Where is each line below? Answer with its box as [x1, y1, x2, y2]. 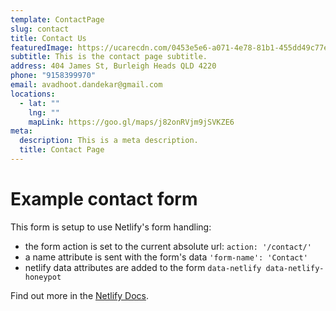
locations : [10, 89, 56, 99]
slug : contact [10, 24, 70, 34]
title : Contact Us [10, 33, 87, 43]
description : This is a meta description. [19, 136, 199, 146]
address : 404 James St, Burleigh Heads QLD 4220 [10, 61, 217, 71]
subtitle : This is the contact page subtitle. [10, 52, 208, 62]
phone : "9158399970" [10, 71, 97, 81]
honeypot [24, 272, 62, 282]
